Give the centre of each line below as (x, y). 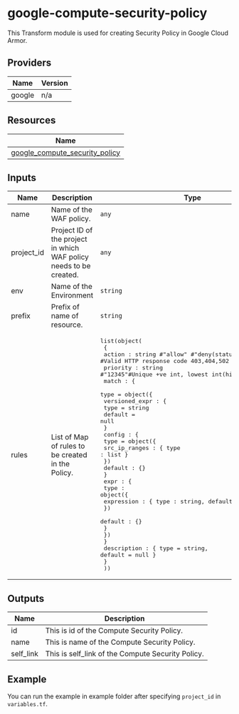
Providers (30, 63)
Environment (72, 295)
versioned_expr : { (135, 401)
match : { (119, 381)
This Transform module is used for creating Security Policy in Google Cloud (118, 33)
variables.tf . (27, 704)
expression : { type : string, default (168, 502)
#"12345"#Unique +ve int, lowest (154, 375)
